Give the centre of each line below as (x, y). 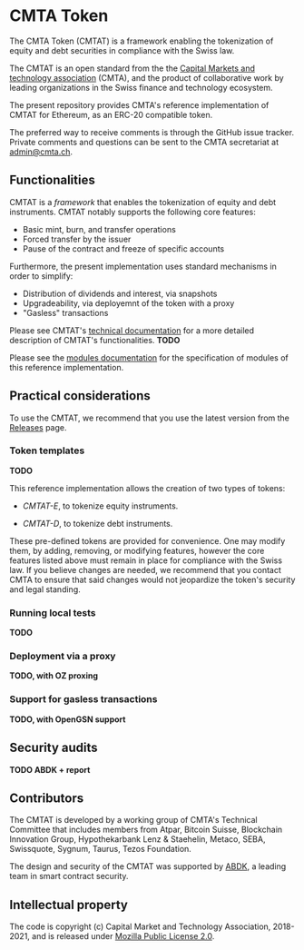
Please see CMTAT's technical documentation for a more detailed (132, 330)
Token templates (47, 450)
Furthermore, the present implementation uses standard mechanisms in (143, 266)
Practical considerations (80, 396)
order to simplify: (41, 276)
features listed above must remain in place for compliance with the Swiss (146, 560)
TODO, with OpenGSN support (68, 719)
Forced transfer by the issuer (77, 239)
